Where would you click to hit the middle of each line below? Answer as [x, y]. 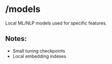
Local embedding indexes [39, 56]
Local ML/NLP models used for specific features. [56, 23]
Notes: [16, 39]
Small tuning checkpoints [39, 50]
